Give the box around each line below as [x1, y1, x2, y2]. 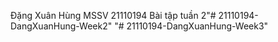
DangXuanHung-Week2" [10, 20, 113, 32]
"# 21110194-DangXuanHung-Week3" [114, 20, 269, 32]
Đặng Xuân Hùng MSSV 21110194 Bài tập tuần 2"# [10, 10, 217, 21]
